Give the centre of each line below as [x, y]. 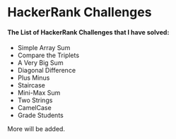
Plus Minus [34, 78]
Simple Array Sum [44, 48]
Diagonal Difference [47, 71]
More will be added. [36, 129]
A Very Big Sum [40, 63]
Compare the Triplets [48, 55]
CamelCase [34, 108]
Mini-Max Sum [39, 93]
